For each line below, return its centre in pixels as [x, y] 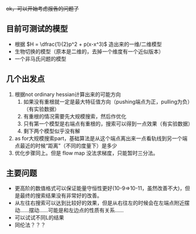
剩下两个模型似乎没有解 [52, 131]
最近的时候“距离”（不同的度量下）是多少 [68, 145]
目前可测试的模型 [37, 29]
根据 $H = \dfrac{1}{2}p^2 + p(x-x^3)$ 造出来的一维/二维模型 [88, 44]
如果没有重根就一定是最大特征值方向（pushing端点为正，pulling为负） [107, 101]
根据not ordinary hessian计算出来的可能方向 [68, 94]
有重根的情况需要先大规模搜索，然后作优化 [75, 116]
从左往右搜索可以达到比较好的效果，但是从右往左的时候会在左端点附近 [99, 203]
